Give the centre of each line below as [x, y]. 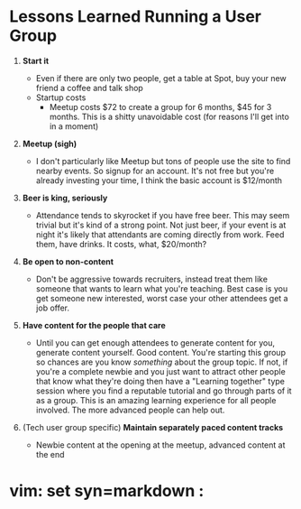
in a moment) [74, 126]
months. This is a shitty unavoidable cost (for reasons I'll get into [169, 116]
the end [50, 454]
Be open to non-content [68, 261]
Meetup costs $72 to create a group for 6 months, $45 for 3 [160, 106]
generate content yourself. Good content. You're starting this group [161, 352]
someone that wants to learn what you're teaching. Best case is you [162, 288]
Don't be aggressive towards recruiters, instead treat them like [152, 279]
